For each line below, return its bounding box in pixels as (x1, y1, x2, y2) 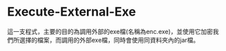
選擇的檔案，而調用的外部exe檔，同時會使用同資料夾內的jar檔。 (19, 35, 200, 44)
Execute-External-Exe (7, 4, 136, 20)
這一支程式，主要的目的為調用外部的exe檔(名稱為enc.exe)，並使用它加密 (7, 27, 214, 35)
